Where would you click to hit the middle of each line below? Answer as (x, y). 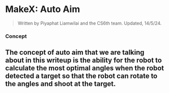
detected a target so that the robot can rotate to (81, 76)
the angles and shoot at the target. (61, 84)
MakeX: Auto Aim (43, 9)
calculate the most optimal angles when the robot (84, 68)
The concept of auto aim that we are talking (75, 53)
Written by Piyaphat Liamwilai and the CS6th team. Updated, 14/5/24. (90, 23)
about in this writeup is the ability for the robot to (84, 61)
